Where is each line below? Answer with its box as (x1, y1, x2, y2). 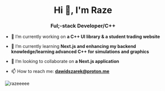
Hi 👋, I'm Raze (53, 4, 113, 16)
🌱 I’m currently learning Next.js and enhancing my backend (11, 43, 136, 49)
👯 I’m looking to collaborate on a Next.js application (11, 58, 119, 64)
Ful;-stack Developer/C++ (50, 22, 116, 29)
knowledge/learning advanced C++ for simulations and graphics (11, 48, 149, 54)
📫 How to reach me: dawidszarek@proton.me (11, 68, 110, 74)
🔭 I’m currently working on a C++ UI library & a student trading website (11, 33, 160, 39)
